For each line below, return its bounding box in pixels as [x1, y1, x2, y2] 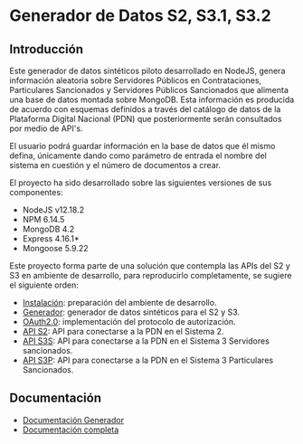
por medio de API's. [9, 123, 83, 134]
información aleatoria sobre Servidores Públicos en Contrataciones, [9, 75, 262, 86]
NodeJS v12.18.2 [22, 204, 84, 215]
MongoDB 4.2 [22, 223, 75, 234]
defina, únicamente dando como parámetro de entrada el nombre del [9, 150, 267, 161]
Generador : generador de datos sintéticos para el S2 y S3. [22, 307, 241, 317]
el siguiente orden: [9, 279, 79, 290]
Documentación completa [22, 424, 119, 435]
